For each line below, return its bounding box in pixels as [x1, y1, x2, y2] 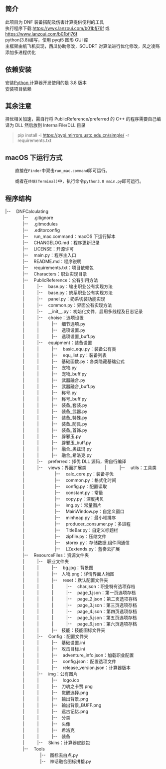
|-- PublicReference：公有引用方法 [22, 277, 98, 283]
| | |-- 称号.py [22, 389, 77, 396]
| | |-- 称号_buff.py [22, 396, 87, 402]
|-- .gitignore [22, 214, 53, 221]
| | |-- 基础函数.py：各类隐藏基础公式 [22, 358, 125, 364]
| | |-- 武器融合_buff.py [22, 383, 96, 389]
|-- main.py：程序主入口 [22, 252, 76, 258]
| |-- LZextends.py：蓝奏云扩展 [22, 546, 120, 552]
